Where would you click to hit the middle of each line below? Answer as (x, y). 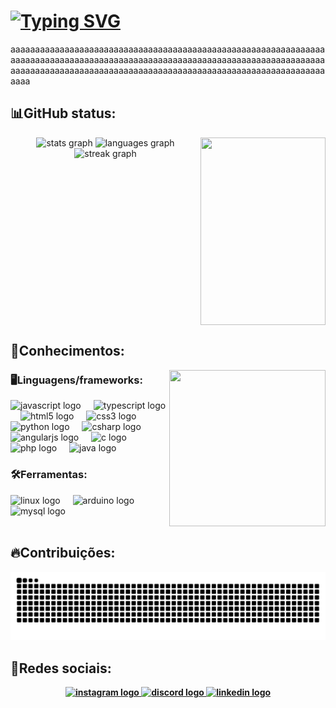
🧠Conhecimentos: (67, 351)
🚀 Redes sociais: (61, 668)
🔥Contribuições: (63, 553)
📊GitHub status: (63, 113)
